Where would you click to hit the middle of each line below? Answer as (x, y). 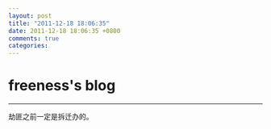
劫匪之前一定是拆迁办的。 (51, 117)
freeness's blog (62, 86)
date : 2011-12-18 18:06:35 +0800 (65, 31)
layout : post (30, 16)
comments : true (34, 38)
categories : (28, 46)
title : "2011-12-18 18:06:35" (59, 23)
